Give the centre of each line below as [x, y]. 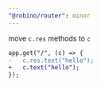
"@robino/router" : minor [49, 16]
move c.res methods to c [50, 38]
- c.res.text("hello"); [51, 61]
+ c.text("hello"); [44, 68]
